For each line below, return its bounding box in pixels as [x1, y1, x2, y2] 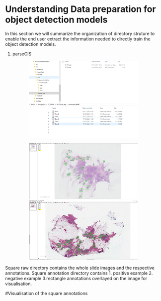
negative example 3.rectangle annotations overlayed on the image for [5, 275, 148, 281]
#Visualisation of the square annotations [5, 290, 88, 296]
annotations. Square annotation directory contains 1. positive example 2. [5, 270, 153, 276]
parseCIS [12, 51, 32, 57]
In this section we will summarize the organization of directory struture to [5, 30, 155, 36]
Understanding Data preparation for [5, 3, 156, 15]
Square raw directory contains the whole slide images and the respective [5, 265, 155, 271]
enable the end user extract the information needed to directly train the [5, 36, 151, 42]
